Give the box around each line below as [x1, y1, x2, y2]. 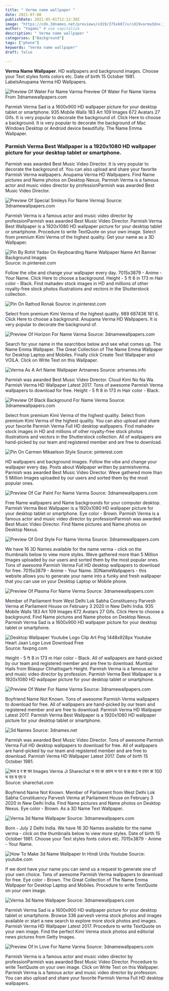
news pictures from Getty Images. [5, 933, 76, 940]
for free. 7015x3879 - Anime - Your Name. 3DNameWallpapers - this [5, 567, 147, 573]
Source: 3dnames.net [32, 727, 77, 733]
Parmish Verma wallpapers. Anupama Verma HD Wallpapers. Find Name [5, 171, 155, 177]
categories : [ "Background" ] [5, 36, 64, 41]
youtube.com [5, 856, 33, 862]
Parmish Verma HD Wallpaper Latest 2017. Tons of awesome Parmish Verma [5, 382, 163, 388]
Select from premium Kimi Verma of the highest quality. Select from [5, 412, 145, 418]
